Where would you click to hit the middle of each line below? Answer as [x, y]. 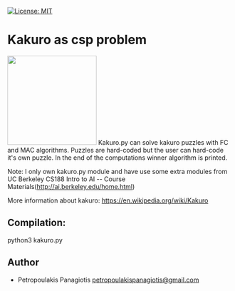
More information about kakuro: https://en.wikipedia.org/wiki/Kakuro [108, 200]
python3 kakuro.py [35, 240]
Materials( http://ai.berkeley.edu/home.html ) [71, 186]
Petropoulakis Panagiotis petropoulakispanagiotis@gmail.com [108, 280]
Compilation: [37, 223]
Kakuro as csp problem [77, 40]
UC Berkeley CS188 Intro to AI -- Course [67, 179]
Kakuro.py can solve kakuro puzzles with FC [163, 142]
